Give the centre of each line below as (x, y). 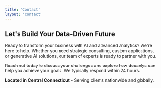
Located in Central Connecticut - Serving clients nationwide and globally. (80, 80)
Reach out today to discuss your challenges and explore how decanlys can (80, 66)
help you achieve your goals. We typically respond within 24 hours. (72, 71)
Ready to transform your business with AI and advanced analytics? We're (79, 46)
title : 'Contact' (23, 10)
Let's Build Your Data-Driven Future (60, 34)
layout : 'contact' (24, 14)
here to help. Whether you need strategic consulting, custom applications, (80, 51)
